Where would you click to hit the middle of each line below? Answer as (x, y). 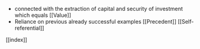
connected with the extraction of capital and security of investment (98, 9)
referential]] (29, 28)
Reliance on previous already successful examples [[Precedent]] (95, 21)
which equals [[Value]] (43, 15)
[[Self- (186, 21)
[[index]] (17, 40)
